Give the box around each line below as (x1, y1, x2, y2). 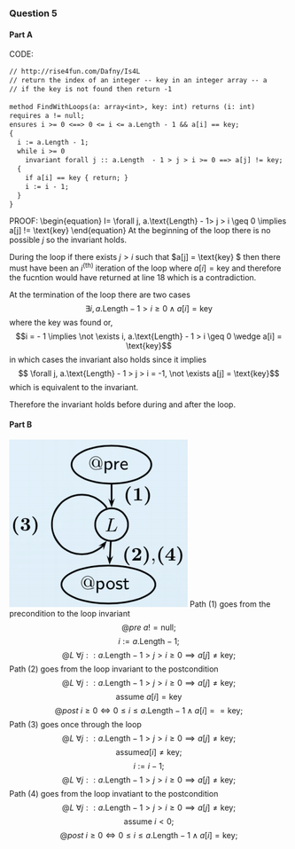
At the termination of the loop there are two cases (9, 289, 190, 300)
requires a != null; (9, 112, 86, 121)
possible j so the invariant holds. (9, 234, 127, 246)
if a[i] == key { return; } (25, 174, 128, 183)
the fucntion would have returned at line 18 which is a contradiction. (9, 271, 257, 282)
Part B (9, 420, 33, 430)
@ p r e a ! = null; (121, 622, 176, 633)
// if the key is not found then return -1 (9, 85, 173, 94)
